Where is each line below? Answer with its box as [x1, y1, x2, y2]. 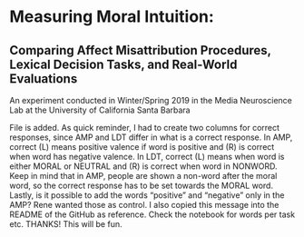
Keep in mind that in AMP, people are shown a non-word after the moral [9, 171, 278, 181]
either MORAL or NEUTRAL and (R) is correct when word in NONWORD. [9, 161, 279, 172]
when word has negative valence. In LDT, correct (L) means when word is [9, 152, 285, 162]
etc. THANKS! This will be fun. [9, 219, 123, 229]
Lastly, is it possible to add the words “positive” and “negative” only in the [9, 190, 285, 201]
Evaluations [9, 71, 78, 86]
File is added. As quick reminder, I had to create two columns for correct [9, 123, 279, 133]
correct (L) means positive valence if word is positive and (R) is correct [9, 142, 275, 152]
